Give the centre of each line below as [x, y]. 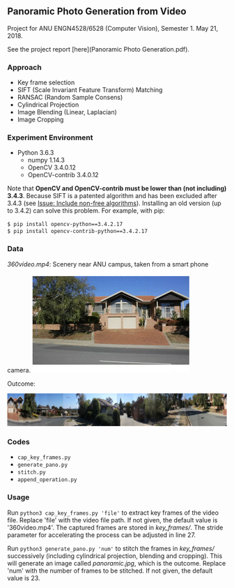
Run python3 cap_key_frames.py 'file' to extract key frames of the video [113, 513]
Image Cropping [40, 120]
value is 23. [24, 578]
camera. [19, 370]
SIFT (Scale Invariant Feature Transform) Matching [90, 90]
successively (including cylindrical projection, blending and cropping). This [115, 556]
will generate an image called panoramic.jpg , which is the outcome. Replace [117, 563]
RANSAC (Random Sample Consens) [70, 98]
